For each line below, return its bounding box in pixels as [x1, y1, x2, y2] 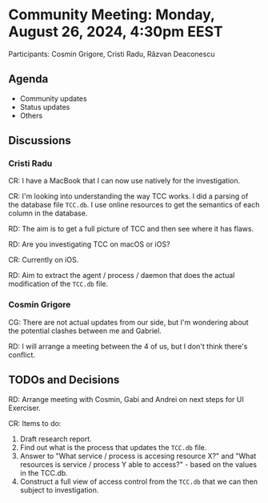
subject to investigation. [19, 485, 99, 494]
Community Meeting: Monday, [8, 6, 215, 24]
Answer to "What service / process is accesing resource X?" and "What [19, 451, 257, 461]
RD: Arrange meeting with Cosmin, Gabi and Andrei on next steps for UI [8, 394, 244, 404]
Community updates [19, 94, 87, 103]
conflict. [8, 350, 36, 360]
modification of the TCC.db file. [8, 279, 109, 289]
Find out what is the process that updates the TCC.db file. [19, 442, 207, 452]
